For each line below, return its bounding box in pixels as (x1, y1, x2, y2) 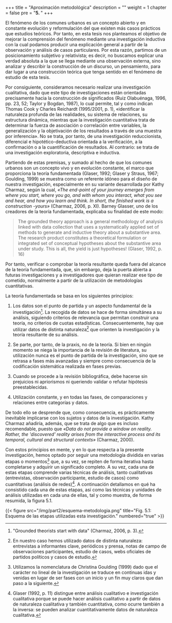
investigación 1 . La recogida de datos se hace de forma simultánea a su (12, 308, 162, 315)
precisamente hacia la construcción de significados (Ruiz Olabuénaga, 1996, (5, 95, 167, 101)
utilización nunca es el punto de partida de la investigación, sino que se (12, 352, 164, 358)
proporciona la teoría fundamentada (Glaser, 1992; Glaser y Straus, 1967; (5, 170, 159, 176)
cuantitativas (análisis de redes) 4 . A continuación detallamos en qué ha (5, 480, 156, 487)
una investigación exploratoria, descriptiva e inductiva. (5, 150, 121, 155)
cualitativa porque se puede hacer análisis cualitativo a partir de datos (12, 595, 161, 601)
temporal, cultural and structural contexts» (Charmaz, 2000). (5, 437, 135, 443)
